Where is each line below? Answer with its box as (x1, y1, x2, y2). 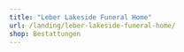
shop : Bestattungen (9, 29, 81, 38)
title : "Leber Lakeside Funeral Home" (9, 12, 152, 22)
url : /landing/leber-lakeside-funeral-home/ (9, 21, 176, 30)
